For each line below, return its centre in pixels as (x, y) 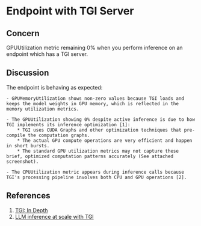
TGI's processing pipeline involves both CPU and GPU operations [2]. (97, 177)
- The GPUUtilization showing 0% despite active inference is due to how (101, 119)
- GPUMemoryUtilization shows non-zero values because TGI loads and (95, 98)
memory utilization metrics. (43, 109)
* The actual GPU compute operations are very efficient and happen (105, 140)
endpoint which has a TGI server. (47, 54)
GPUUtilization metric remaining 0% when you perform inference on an (94, 47)
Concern (23, 33)
